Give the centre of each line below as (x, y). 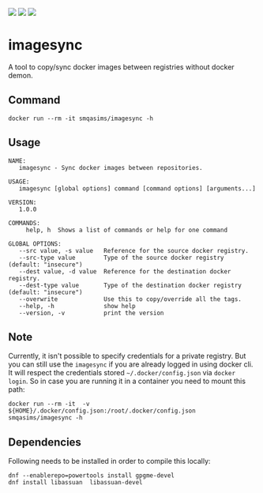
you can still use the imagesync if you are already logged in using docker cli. (131, 364)
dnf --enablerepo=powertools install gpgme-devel (92, 476)
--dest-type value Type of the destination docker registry (130, 285)
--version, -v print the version (91, 313)
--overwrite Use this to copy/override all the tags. (130, 299)
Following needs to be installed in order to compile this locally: (109, 461)
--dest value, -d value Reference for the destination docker (125, 271)
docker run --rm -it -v (49, 404)
